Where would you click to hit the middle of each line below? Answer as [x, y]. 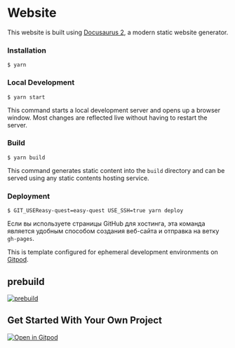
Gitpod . [18, 260]
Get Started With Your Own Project [85, 320]
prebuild [26, 281]
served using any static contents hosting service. [78, 178]
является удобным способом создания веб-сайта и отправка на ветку [113, 231]
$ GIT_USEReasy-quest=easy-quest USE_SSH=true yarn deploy [95, 211]
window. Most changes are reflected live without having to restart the [107, 118]
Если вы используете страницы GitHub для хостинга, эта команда [106, 224]
